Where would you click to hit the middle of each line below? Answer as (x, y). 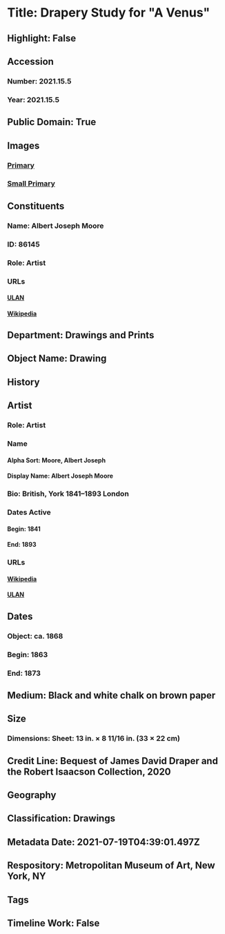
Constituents (36, 206)
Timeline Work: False (53, 923)
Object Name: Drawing (57, 359)
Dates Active (29, 512)
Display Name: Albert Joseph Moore (60, 476)
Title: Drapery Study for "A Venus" (109, 13)
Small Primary (31, 184)
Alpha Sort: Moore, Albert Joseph (56, 460)
